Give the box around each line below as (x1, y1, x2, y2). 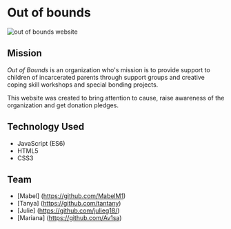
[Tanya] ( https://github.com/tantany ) (17, 199, 121, 208)
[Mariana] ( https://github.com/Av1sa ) (17, 214, 122, 222)
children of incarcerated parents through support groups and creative (7, 73, 205, 81)
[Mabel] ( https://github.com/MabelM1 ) (17, 192, 126, 200)
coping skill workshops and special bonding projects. (7, 80, 159, 89)
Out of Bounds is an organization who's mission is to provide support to (7, 65, 210, 74)
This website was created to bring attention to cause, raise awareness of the (7, 94, 225, 102)
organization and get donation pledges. (7, 101, 119, 109)
